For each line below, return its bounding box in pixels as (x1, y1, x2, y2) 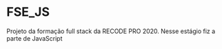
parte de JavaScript (6, 34, 63, 42)
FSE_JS (6, 4, 50, 20)
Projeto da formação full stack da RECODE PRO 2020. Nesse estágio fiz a (6, 27, 216, 35)
